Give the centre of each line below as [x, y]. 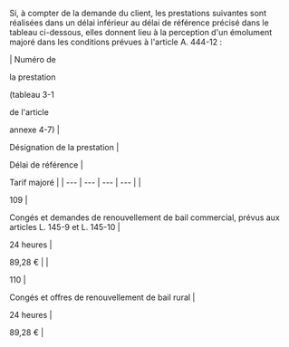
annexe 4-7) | [35, 130]
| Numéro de [33, 59]
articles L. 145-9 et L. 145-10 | [65, 227]
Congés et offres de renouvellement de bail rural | [102, 297]
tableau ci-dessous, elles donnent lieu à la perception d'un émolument [141, 32]
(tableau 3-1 [32, 95]
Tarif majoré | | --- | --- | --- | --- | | [76, 182]
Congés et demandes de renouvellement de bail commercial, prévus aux [145, 217]
